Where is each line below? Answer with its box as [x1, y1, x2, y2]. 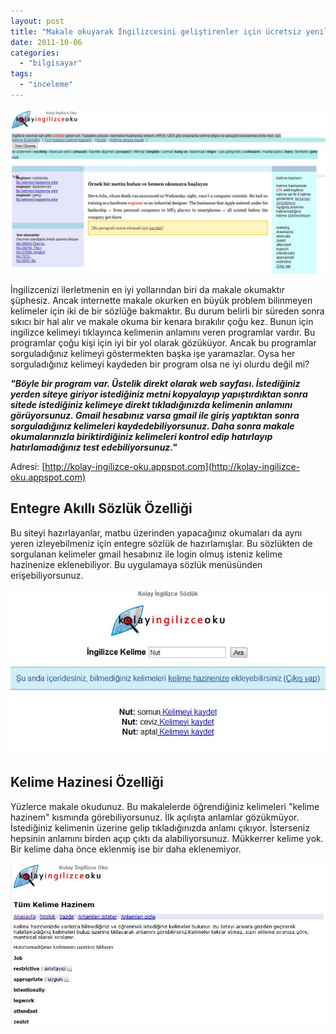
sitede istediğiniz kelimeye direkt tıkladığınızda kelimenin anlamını [10, 398, 293, 410]
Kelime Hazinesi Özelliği [10, 774, 164, 791]
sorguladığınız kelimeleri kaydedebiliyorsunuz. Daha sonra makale [10, 420, 295, 432]
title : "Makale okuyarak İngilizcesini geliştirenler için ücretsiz [10, 26, 302, 37]
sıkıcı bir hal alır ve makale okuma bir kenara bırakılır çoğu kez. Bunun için [10, 315, 314, 327]
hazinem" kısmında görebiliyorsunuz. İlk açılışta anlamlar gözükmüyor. [10, 811, 300, 823]
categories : [10, 48, 60, 58]
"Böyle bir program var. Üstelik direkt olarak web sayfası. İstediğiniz [10, 377, 301, 389]
